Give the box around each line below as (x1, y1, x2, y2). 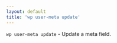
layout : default (6, 8, 46, 15)
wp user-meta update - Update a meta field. (6, 30, 111, 37)
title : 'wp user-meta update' (6, 14, 81, 20)
